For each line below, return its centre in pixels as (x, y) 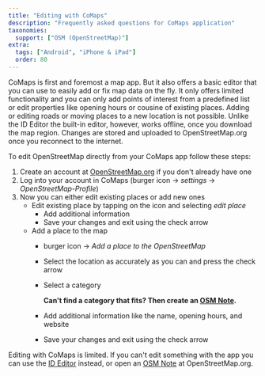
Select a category (72, 285)
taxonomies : (28, 30)
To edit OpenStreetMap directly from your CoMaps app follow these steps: (130, 156)
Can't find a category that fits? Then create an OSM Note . (140, 300)
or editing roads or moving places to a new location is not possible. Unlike (129, 116)
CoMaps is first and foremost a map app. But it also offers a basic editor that (132, 82)
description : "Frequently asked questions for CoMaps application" (122, 23)
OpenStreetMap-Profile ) (59, 188)
